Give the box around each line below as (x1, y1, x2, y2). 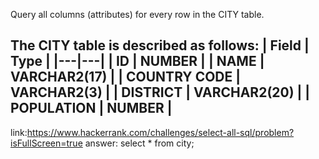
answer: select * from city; (84, 137, 195, 149)
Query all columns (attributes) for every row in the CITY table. (10, 9, 265, 20)
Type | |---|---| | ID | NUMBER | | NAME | (10, 53, 265, 70)
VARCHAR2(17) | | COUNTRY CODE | (10, 69, 242, 86)
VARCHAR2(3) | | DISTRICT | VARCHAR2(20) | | (10, 84, 311, 101)
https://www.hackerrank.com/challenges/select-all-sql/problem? (26, 126, 295, 138)
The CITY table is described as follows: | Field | (10, 37, 310, 54)
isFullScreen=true (10, 137, 83, 149)
